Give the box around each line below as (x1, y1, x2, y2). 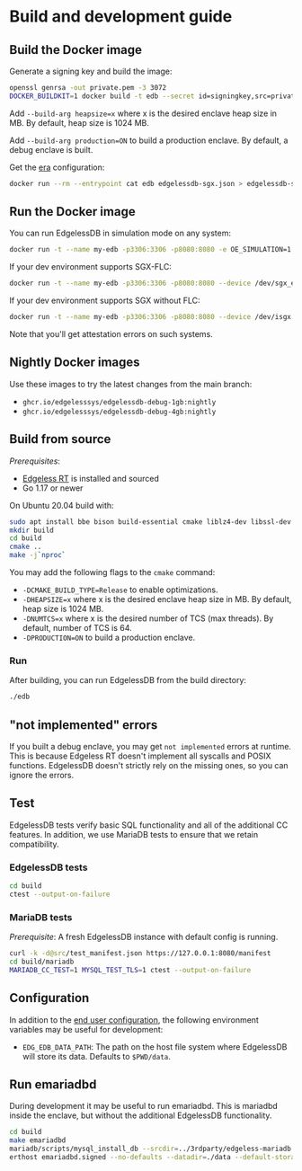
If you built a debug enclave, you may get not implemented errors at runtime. (9, 741, 292, 752)
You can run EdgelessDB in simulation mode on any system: (9, 227, 232, 239)
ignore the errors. (9, 770, 75, 781)
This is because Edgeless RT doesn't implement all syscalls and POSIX (9, 750, 271, 761)
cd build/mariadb (9, 957, 75, 967)
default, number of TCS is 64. (22, 623, 132, 634)
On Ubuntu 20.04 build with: (9, 500, 114, 510)
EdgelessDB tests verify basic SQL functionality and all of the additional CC (9, 820, 289, 830)
